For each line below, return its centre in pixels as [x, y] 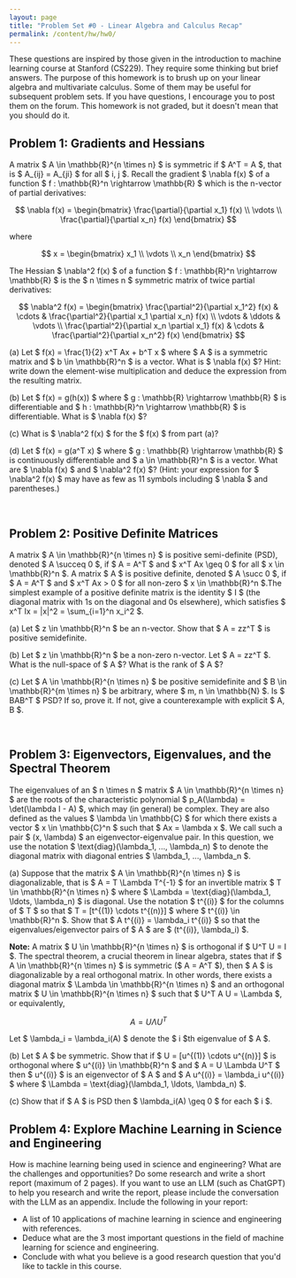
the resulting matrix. [46, 381]
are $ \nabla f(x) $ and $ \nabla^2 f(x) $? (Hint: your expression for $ [134, 469]
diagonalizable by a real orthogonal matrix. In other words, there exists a [140, 974]
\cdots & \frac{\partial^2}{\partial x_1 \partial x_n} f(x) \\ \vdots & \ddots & [148, 316]
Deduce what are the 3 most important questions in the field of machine [153, 1238]
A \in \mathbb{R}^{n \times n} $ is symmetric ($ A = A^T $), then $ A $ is [141, 965]
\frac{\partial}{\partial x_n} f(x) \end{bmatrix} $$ [148, 220]
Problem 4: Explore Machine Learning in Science [146, 1129]
